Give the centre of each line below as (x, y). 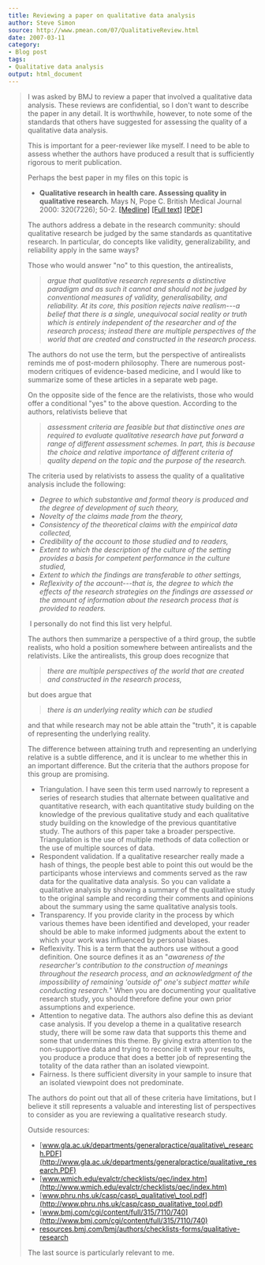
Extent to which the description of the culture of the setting (135, 550)
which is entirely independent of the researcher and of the (142, 322)
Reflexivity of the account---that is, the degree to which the (136, 583)
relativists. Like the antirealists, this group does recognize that (128, 655)
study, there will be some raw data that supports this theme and (143, 1032)
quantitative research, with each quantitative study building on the (147, 806)
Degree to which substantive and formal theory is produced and (144, 499)
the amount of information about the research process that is (139, 599)
